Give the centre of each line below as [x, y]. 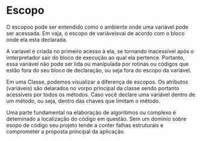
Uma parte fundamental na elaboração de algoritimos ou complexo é [91, 112]
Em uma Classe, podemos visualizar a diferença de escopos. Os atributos [97, 82]
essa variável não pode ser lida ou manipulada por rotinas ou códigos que [97, 64]
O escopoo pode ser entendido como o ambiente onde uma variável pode [97, 27]
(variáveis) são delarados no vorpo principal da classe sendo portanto [93, 88]
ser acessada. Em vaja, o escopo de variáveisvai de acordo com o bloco [95, 33]
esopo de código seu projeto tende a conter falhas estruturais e [85, 125]
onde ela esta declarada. [37, 39]
